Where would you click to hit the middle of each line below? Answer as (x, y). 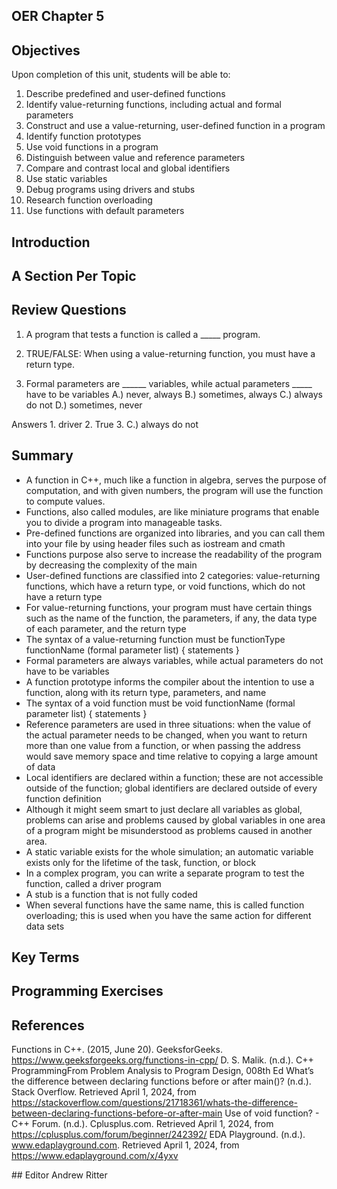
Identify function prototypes (83, 136)
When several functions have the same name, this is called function (165, 905)
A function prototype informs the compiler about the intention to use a (170, 681)
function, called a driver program (93, 883)
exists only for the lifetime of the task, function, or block (141, 862)
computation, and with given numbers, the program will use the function (174, 490)
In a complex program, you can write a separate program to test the (165, 873)
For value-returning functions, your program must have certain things (169, 607)
